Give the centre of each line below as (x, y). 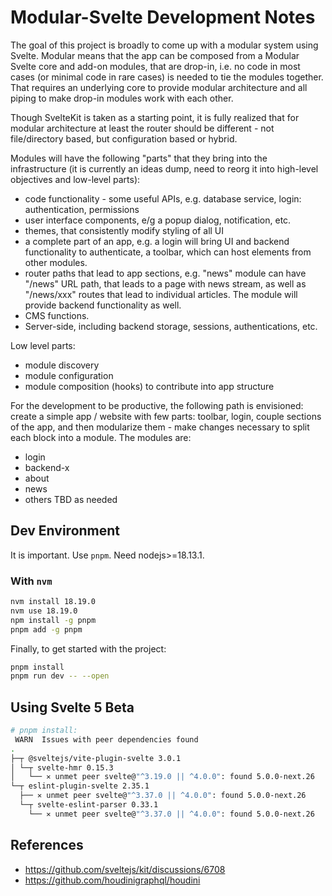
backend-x (47, 467)
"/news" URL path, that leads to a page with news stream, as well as (165, 283)
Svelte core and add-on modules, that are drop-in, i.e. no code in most (155, 66)
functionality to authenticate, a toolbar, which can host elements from (168, 252)
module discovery (62, 365)
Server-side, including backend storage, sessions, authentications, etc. (171, 326)
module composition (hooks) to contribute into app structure (149, 386)
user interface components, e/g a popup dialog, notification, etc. (158, 220)
